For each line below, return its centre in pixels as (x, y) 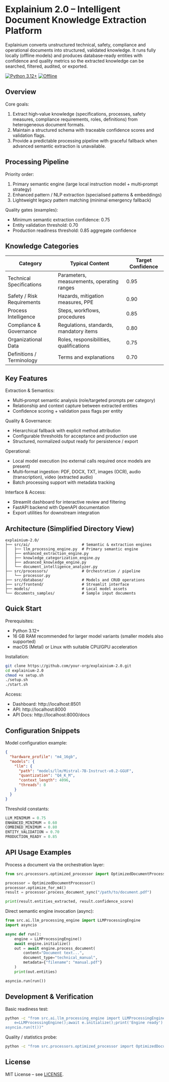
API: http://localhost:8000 (39, 709)
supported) (24, 641)
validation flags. (29, 135)
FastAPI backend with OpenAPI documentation (61, 507)
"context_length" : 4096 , (45, 780)
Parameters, (72, 275)
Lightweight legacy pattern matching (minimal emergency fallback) (82, 200)
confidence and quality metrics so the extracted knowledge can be (75, 61)
